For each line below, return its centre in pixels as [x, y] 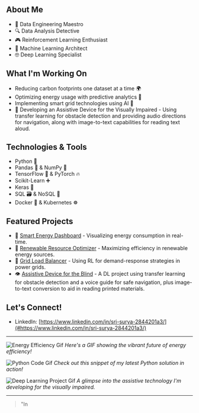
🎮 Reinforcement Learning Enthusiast [61, 40]
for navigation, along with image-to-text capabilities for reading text [97, 122]
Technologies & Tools [46, 147]
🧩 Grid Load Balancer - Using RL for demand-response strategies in [97, 261]
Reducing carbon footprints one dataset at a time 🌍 [78, 88]
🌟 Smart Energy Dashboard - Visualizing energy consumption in [92, 236]
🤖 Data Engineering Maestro [49, 24]
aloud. [23, 128]
